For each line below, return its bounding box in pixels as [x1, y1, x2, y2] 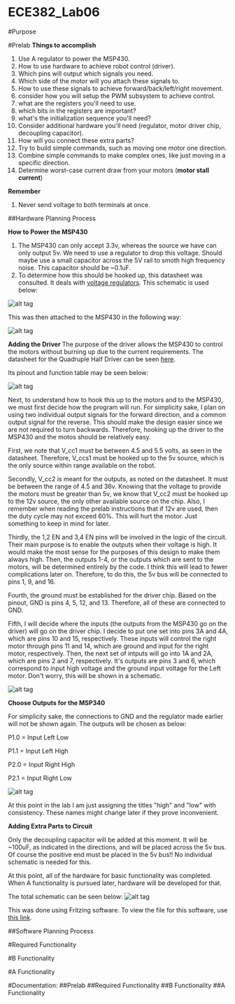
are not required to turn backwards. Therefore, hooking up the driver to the [8, 425, 225, 434]
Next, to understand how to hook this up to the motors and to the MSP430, [8, 395, 223, 404]
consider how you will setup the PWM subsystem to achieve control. [17, 92, 215, 100]
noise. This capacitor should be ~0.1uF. [17, 263, 131, 271]
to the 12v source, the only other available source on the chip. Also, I [8, 497, 206, 505]
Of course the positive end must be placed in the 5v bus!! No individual [8, 850, 213, 858]
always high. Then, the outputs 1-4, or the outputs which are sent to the [8, 555, 214, 563]
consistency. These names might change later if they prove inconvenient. [8, 808, 219, 816]
